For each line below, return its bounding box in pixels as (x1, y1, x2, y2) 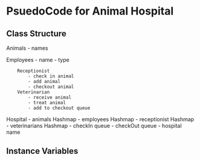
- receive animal (28, 95, 71, 101)
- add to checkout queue (28, 105, 91, 111)
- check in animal (28, 73, 74, 79)
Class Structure (6, 28, 66, 39)
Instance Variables (6, 146, 79, 156)
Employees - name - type (6, 56, 69, 63)
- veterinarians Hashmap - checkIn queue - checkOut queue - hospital (6, 122, 182, 129)
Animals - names (6, 44, 48, 52)
